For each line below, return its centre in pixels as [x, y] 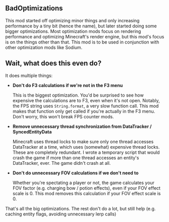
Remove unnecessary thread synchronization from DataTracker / [82, 126]
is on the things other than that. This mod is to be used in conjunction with [82, 42]
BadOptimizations [34, 8]
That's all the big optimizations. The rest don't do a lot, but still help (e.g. [80, 208]
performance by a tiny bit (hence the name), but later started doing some [81, 26]
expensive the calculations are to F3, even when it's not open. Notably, [86, 100]
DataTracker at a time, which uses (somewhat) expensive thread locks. [86, 147]
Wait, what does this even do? [53, 63]
